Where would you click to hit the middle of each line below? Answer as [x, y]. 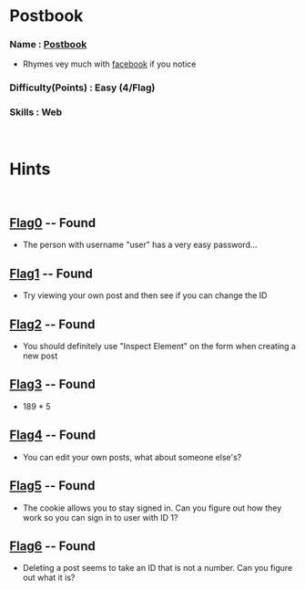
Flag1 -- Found [51, 273]
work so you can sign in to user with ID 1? [100, 517]
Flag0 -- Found [53, 223]
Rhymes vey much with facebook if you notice [109, 64]
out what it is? [49, 578]
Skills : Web [36, 112]
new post [40, 356]
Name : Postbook [48, 45]
